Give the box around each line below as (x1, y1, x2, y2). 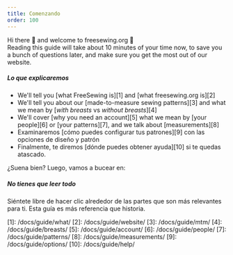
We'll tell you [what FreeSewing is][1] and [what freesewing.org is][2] (17, 91, 216, 99)
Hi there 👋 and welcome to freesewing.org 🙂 (7, 35, 134, 44)
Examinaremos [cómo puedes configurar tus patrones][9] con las (17, 128, 205, 136)
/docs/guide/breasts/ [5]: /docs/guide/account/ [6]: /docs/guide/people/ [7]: (7, 225, 227, 233)
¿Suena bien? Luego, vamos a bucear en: (7, 164, 126, 172)
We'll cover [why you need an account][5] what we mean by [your (17, 113, 207, 122)
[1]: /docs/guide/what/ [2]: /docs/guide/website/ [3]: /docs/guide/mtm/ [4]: (7, 218, 223, 227)
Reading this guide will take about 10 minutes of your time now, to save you (7, 43, 223, 51)
